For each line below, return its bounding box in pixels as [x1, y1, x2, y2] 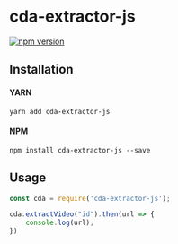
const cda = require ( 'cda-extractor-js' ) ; [9, 194, 171, 203]
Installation [9, 62, 74, 77]
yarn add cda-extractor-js [9, 107, 111, 116]
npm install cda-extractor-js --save [9, 145, 151, 154]
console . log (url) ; [25, 218, 94, 228]
